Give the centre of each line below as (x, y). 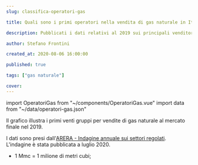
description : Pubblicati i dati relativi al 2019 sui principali (88, 33)
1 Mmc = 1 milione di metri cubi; (53, 156)
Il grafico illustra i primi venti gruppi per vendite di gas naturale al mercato (96, 120)
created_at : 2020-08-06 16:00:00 (47, 54)
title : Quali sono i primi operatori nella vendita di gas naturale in (96, 22)
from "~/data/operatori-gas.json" (46, 109)
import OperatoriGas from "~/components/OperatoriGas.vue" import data (95, 103)
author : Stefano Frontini (38, 44)
